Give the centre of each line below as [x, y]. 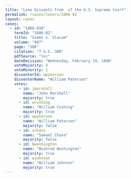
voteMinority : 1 [31, 70]
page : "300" [26, 47]
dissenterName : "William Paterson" [51, 79]
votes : [21, 84]
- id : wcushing [34, 103]
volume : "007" [29, 42]
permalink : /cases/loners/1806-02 [41, 14]
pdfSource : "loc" [32, 56]
